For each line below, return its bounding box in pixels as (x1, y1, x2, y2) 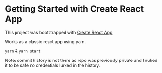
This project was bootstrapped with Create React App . (5, 29, 114, 35)
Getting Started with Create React (5, 3, 144, 14)
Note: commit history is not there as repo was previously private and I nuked (5, 57, 158, 63)
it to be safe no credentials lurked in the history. (5, 62, 100, 68)
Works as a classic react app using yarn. (5, 38, 86, 44)
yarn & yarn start (5, 48, 41, 54)
